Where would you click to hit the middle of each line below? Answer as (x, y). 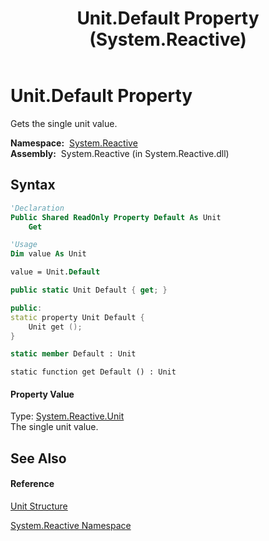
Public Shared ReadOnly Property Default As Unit (116, 217)
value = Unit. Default (55, 272)
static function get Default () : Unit (93, 372)
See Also (38, 458)
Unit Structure (39, 506)
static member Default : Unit (73, 354)
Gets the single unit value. (64, 123)
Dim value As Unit (48, 254)
